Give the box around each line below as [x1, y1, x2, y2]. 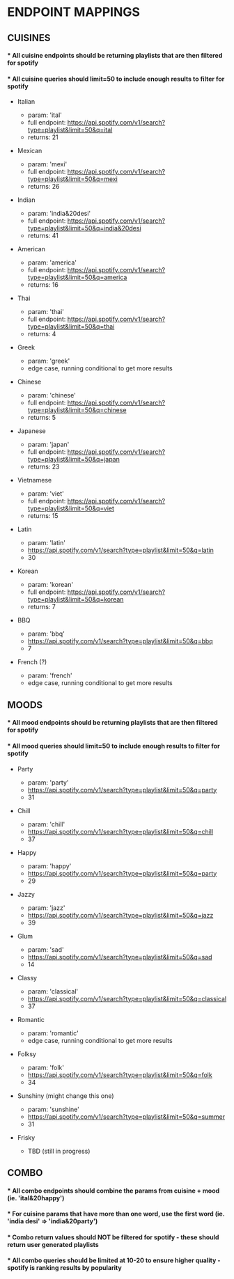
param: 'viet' [27, 489, 64, 498]
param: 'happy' [27, 861, 72, 870]
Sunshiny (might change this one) [17, 1091, 114, 1100]
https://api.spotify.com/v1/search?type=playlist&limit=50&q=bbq [27, 637, 214, 645]
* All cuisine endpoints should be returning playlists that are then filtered [7, 52, 223, 60]
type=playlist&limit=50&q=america [27, 273, 127, 282]
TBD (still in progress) [27, 1147, 91, 1155]
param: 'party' [27, 778, 69, 787]
